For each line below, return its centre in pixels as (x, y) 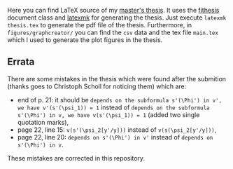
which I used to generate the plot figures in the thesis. (85, 40)
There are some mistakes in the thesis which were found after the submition (116, 79)
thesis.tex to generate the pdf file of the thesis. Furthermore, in (100, 25)
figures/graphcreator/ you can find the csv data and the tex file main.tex (113, 32)
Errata (21, 62)
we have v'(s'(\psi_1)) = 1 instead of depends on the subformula (113, 107)
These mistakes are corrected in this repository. (76, 158)
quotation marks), (43, 122)
